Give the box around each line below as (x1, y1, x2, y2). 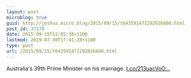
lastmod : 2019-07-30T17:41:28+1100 (6, 37, 96, 43)
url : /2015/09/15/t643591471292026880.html (6, 48, 118, 54)
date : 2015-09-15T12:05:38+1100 (6, 31, 88, 37)
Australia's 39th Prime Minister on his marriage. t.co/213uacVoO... (6, 65, 170, 72)
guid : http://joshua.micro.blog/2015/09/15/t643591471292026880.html (6, 20, 186, 26)
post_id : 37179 (6, 25, 45, 32)
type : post (6, 43, 34, 49)
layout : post (6, 8, 39, 15)
